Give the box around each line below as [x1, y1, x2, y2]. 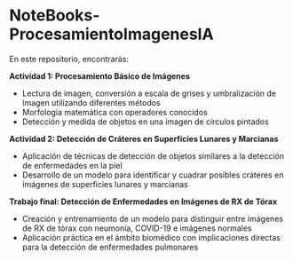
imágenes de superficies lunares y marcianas [21, 178, 188, 189]
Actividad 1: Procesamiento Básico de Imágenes [9, 70, 191, 81]
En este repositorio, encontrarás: [9, 53, 130, 64]
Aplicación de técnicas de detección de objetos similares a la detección [21, 150, 285, 161]
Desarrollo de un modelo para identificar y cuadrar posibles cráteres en [21, 170, 284, 180]
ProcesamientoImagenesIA [9, 24, 215, 44]
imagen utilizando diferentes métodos [21, 97, 161, 107]
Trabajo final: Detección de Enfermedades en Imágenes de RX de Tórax [9, 196, 278, 207]
